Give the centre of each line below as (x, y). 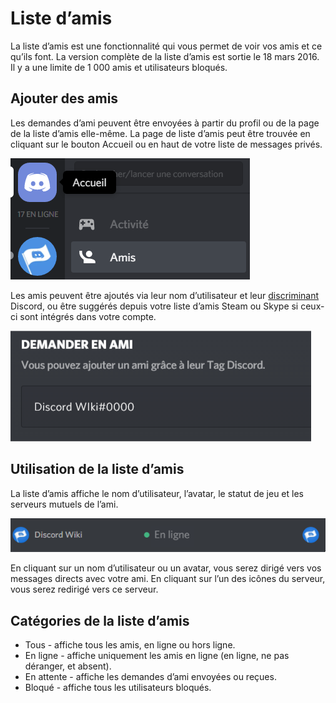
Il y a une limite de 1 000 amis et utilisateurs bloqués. (119, 67)
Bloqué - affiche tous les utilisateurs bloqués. (118, 688)
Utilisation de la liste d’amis (97, 469)
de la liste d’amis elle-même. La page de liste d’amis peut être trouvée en (160, 133)
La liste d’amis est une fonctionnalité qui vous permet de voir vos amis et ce (166, 46)
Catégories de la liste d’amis (100, 620)
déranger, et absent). (68, 666)
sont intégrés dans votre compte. (88, 316)
